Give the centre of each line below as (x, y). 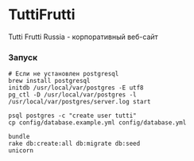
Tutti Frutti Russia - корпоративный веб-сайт (83, 37)
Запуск (23, 57)
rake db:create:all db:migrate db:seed (74, 144)
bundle (19, 137)
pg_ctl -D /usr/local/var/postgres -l (72, 95)
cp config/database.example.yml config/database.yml (97, 123)
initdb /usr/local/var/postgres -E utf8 (76, 88)
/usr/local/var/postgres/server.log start (80, 102)
